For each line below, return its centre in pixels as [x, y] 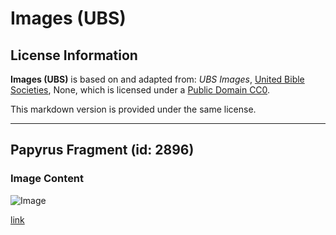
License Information [74, 55]
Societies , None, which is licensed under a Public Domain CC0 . [140, 90]
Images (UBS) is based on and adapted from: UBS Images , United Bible [157, 79]
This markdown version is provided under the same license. [133, 109]
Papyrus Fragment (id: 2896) [102, 150]
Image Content [47, 179]
